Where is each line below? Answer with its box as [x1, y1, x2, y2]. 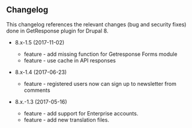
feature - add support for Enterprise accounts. [23, 109, 139, 117]
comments [23, 87, 50, 94]
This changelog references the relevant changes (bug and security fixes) [6, 20, 187, 28]
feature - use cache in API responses [23, 56, 116, 64]
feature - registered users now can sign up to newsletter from [23, 80, 177, 87]
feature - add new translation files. [23, 116, 110, 123]
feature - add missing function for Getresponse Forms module [23, 50, 178, 58]
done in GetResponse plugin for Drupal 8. [6, 27, 109, 34]
